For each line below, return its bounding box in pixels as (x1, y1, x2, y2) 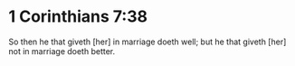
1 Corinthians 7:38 (8, 6, 148, 27)
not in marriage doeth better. (8, 45, 116, 56)
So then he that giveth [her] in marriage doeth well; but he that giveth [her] (8, 36, 287, 47)
